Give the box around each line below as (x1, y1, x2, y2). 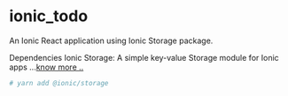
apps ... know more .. (9, 62, 84, 72)
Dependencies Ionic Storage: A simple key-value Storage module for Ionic (9, 52, 279, 63)
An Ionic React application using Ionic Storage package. (9, 35, 214, 46)
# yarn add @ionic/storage (9, 78, 109, 87)
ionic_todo (9, 6, 89, 26)
